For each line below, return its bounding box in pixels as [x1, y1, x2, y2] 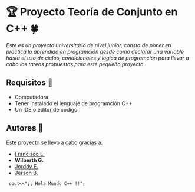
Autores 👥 [6, 123, 44, 134]
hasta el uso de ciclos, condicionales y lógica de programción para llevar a [6, 54, 190, 61]
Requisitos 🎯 [6, 78, 53, 88]
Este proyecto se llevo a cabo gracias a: [6, 139, 103, 146]
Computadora [14, 93, 49, 100]
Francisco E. [14, 150, 45, 157]
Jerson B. [14, 169, 38, 176]
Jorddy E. [14, 162, 38, 170]
